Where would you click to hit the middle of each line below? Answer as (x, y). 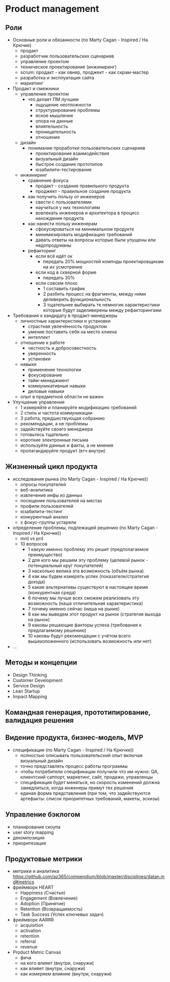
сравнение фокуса (48, 180)
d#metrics (23, 882)
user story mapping (33, 832)
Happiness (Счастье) (43, 893)
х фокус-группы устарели (48, 522)
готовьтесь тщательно (45, 435)
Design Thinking (30, 675)
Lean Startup (26, 691)
